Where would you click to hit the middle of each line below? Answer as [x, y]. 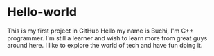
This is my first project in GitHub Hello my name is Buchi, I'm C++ [100, 31]
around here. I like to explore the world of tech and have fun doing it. [105, 45]
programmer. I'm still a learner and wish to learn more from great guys [107, 38]
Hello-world [42, 12]
